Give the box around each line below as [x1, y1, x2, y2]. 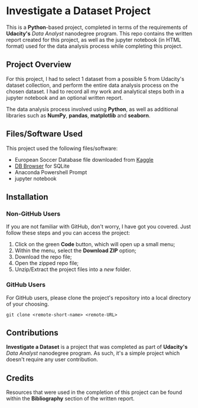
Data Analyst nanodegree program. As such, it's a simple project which [6, 350, 180, 357]
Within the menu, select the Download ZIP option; [14, 247, 137, 254]
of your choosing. [6, 300, 49, 308]
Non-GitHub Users [6, 210, 61, 218]
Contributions [6, 328, 59, 338]
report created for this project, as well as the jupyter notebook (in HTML [6, 36, 181, 43]
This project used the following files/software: [6, 145, 118, 152]
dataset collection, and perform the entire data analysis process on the [6, 81, 178, 89]
